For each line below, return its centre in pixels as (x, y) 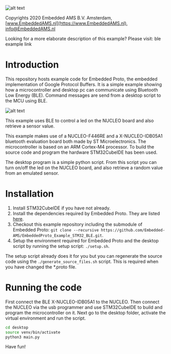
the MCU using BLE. (26, 100)
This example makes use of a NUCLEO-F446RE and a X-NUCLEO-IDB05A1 (84, 136)
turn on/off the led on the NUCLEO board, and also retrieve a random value (84, 168)
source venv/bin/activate (33, 332)
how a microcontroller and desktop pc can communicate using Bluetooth (82, 90)
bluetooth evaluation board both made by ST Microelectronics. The (76, 141)
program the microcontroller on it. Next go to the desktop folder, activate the (86, 313)
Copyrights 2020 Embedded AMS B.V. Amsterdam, (59, 18)
